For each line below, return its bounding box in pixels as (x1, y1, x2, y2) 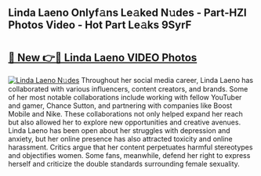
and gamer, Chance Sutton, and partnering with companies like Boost (8, 101, 233, 110)
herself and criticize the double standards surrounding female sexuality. (8, 160, 241, 168)
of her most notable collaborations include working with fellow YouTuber (8, 93, 242, 102)
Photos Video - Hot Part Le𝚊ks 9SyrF (8, 19, 192, 32)
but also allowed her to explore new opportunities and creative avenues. (8, 117, 241, 127)
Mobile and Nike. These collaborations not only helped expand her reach (8, 110, 243, 118)
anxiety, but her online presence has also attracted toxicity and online (8, 135, 233, 143)
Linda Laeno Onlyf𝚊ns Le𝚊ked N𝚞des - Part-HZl (8, 6, 247, 20)
